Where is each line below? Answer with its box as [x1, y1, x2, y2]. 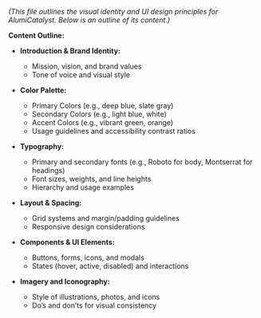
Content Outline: [8, 31, 65, 40]
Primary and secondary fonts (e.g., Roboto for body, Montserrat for [31, 157, 253, 167]
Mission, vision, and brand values [31, 61, 142, 71]
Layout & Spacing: [19, 198, 82, 207]
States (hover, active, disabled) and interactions [31, 261, 189, 270]
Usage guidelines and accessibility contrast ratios [31, 127, 196, 135]
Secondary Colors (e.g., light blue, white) [31, 109, 168, 119]
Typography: [19, 142, 64, 151]
